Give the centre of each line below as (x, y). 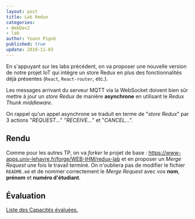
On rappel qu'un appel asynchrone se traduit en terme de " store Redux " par (97, 114)
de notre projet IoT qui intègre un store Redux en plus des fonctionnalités (94, 72)
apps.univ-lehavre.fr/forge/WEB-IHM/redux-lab (63, 159)
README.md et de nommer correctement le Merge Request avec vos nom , (93, 171)
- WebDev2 (18, 28)
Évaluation (26, 196)
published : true (26, 45)
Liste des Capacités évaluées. (42, 210)
